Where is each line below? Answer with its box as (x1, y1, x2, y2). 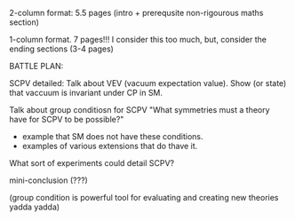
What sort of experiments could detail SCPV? (9, 158, 175, 168)
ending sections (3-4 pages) (9, 43, 114, 54)
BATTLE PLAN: (9, 61, 64, 71)
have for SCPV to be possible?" (9, 114, 124, 124)
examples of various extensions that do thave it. (21, 141, 198, 151)
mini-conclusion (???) (9, 175, 89, 185)
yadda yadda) (9, 201, 60, 212)
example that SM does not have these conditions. (21, 131, 203, 141)
